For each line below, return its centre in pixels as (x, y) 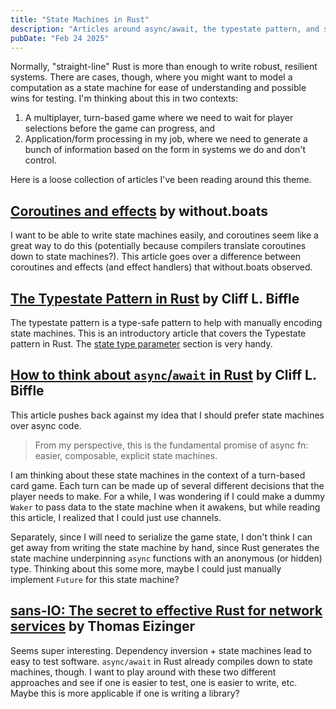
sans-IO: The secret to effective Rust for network (166, 611)
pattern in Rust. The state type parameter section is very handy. (141, 344)
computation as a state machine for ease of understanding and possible (158, 88)
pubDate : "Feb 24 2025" (60, 38)
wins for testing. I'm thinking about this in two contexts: (124, 98)
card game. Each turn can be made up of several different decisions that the (167, 485)
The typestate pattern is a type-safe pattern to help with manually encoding (166, 322)
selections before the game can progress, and (120, 128)
